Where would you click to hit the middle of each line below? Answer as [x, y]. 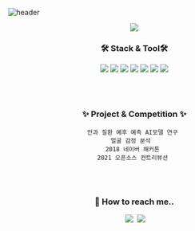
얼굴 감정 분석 [131, 141]
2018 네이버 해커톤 [132, 149]
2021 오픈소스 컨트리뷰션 [133, 158]
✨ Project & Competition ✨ [134, 114]
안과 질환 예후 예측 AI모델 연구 [132, 132]
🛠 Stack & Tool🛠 [134, 48]
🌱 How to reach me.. [134, 202]
